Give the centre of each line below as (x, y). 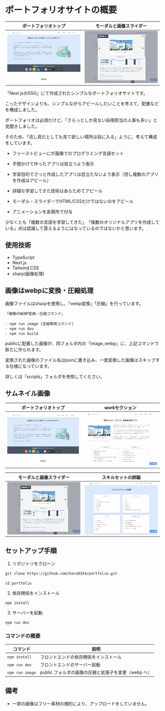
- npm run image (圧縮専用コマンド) (40, 324)
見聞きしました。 (22, 126)
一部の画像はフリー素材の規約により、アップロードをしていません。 (81, 704)
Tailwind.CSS (26, 268)
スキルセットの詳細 (121, 477)
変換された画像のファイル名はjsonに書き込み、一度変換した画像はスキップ (80, 360)
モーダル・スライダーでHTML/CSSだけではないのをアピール (73, 201)
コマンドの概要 (23, 636)
